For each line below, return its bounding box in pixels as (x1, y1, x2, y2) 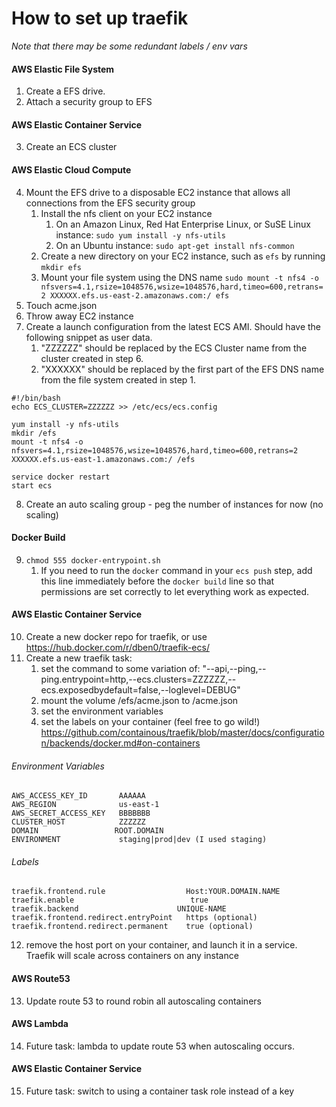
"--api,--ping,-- (202, 662, 267, 674)
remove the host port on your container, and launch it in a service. (25, 939, 298, 951)
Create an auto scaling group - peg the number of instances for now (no (25, 498, 324, 510)
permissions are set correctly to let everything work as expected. (40, 585, 310, 597)
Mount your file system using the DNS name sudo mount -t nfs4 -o (40, 271, 319, 283)
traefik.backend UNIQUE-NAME (11, 904, 227, 914)
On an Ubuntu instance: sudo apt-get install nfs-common (55, 239, 295, 251)
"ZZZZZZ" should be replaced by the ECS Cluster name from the (40, 342, 308, 354)
